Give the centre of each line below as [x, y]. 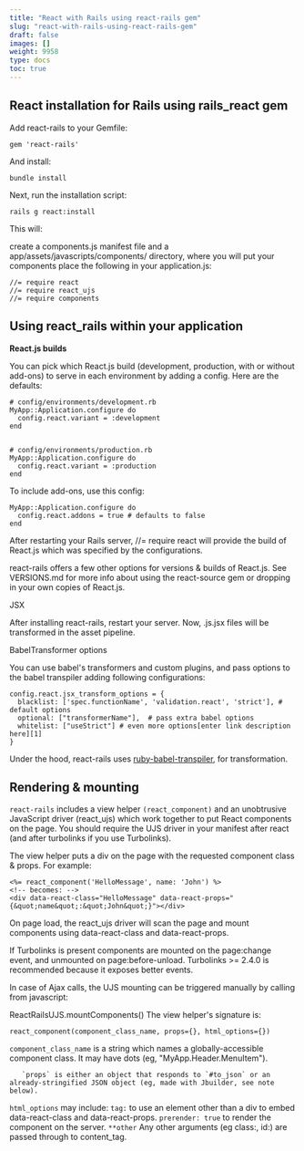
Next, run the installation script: [68, 195]
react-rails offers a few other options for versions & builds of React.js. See [148, 567]
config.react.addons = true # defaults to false [111, 515]
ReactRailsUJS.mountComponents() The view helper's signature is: [135, 1015]
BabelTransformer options [58, 649]
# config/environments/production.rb [81, 450]
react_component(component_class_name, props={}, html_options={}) [140, 1032]
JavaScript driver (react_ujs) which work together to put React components [151, 819]
